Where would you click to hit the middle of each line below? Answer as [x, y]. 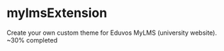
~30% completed [32, 40]
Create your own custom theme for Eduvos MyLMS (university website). [112, 33]
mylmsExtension [57, 13]
